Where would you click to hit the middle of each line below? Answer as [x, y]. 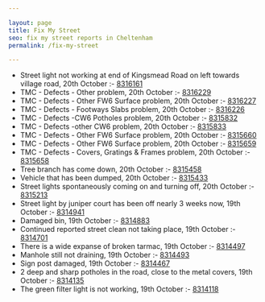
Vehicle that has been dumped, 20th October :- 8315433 [114, 178]
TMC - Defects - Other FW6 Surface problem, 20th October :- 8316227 [138, 101]
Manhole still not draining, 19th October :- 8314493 [105, 255]
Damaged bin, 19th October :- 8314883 [85, 221]
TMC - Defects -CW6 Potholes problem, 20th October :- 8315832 [129, 118]
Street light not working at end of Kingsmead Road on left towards [130, 75]
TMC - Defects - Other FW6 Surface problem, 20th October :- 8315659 [138, 144]
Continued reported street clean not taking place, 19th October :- [128, 230]
